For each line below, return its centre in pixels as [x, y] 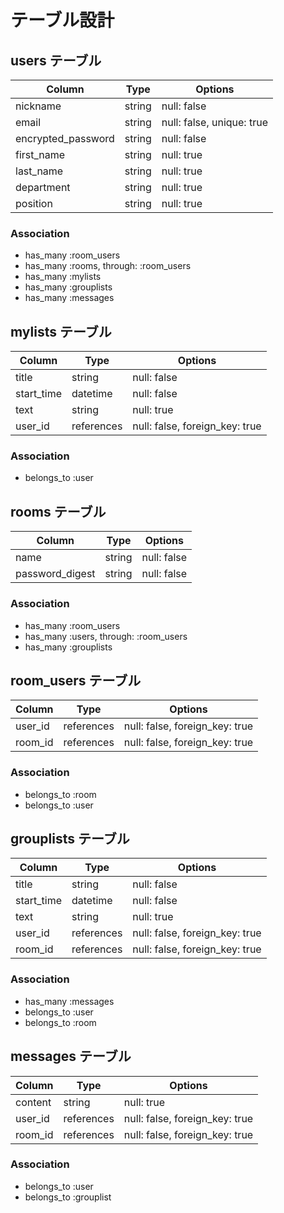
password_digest [55, 574]
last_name [39, 171]
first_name [40, 154]
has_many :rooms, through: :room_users [108, 266]
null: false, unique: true [214, 122]
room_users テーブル [76, 680]
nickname [38, 106]
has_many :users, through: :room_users [106, 636]
